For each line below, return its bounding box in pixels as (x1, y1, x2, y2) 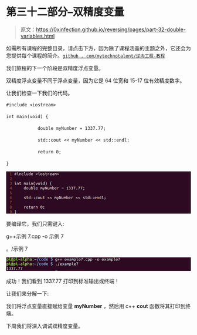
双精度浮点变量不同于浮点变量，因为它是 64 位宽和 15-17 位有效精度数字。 (6, 77, 185, 84)
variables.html (20, 32, 55, 39)
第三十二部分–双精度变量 (6, 5, 125, 19)
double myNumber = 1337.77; (37, 125, 107, 131)
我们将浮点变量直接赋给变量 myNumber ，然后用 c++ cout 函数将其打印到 (6, 303, 186, 309)
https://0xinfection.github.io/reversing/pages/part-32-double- (36, 26, 186, 33)
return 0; (37, 149, 62, 155)
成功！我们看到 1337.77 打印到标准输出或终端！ (6, 277, 120, 284)
